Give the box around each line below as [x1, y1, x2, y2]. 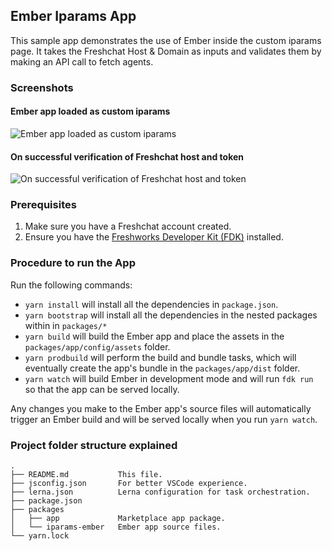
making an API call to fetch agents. [10, 55, 154, 68]
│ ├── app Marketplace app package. [10, 514, 226, 524]
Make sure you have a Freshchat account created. [24, 220, 232, 233]
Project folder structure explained [10, 438, 178, 452]
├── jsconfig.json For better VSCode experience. [10, 479, 248, 489]
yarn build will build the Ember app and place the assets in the [24, 330, 285, 342]
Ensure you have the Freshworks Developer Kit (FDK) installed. [24, 231, 284, 243]
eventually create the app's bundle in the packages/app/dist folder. [24, 362, 301, 374]
